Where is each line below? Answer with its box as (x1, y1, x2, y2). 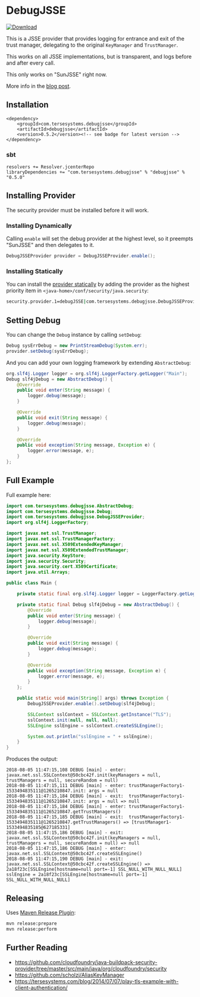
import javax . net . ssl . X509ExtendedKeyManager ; (6, 541, 124, 547)
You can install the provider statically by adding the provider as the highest (6, 280, 189, 288)
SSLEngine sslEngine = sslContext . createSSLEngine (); (27, 722, 164, 728)
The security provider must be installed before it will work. (6, 206, 149, 214)
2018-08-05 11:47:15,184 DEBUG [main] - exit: (6, 793, 124, 799)
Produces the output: (6, 755, 58, 763)
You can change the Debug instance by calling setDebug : (6, 331, 142, 339)
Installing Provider (6, 191, 76, 201)
